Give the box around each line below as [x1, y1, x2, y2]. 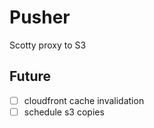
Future [9, 68, 52, 85]
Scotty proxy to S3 [9, 39, 87, 51]
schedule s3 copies [23, 106, 105, 118]
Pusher [9, 6, 71, 29]
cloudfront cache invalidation [23, 94, 145, 106]
